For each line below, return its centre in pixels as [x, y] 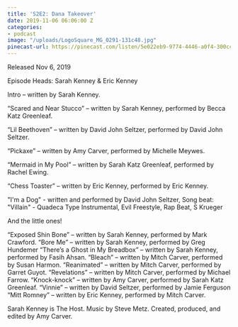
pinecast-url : [28, 47]
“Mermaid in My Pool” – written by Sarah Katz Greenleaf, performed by [111, 165]
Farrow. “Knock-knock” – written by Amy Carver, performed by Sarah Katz [116, 280]
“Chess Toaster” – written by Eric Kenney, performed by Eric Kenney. [108, 186]
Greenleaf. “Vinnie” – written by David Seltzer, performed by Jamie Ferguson [119, 287]
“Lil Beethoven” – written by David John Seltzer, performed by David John [115, 129]
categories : [25, 27]
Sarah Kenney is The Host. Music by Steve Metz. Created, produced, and [114, 309]
